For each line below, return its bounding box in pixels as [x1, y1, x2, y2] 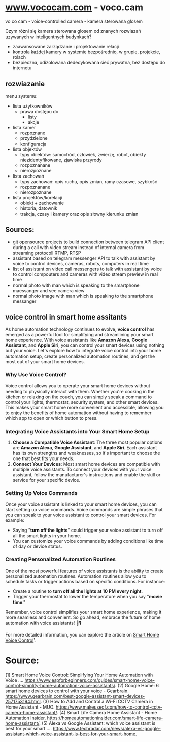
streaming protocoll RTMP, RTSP [12, 250, 81, 256]
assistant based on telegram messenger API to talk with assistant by [12, 255, 156, 261]
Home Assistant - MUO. [5, 704, 55, 710]
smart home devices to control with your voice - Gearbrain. [5, 688, 129, 694]
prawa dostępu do [20, 108, 59, 114]
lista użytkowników [12, 103, 53, 109]
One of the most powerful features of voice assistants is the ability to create [5, 568, 164, 574]
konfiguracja [20, 140, 47, 147]
